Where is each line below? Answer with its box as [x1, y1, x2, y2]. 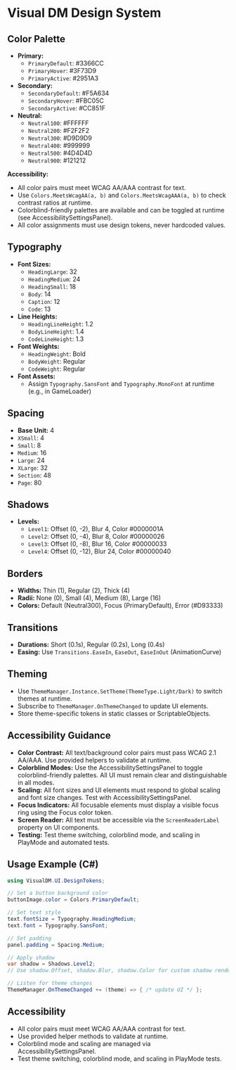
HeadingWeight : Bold [27, 350, 86, 358]
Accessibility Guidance [7, 730, 111, 741]
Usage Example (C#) [7, 858, 99, 870]
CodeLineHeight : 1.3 [27, 334, 84, 343]
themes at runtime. [17, 694, 72, 703]
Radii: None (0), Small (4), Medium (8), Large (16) [17, 594, 162, 602]
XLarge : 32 [17, 463, 48, 472]
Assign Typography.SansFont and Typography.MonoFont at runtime [27, 379, 215, 388]
